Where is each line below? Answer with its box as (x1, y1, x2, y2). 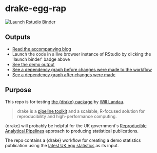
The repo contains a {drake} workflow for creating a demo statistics (5, 137, 141, 143)
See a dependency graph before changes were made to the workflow (12, 67, 152, 72)
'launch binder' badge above (12, 56, 70, 62)
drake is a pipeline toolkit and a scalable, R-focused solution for (17, 108, 145, 114)
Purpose (5, 86, 32, 94)
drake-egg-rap (5, 3, 67, 14)
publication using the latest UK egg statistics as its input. (5, 142, 119, 148)
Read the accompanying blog (12, 46, 72, 51)
